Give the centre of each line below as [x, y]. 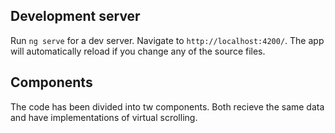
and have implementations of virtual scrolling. [104, 117]
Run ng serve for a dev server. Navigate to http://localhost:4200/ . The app [167, 40]
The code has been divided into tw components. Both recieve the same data [167, 106]
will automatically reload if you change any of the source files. [138, 51]
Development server [75, 16]
